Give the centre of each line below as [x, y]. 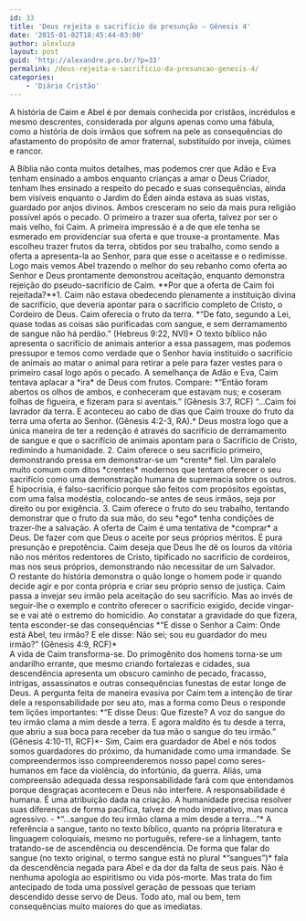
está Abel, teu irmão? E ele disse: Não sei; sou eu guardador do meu [138, 634]
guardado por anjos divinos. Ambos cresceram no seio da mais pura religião [153, 207]
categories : [32, 78]
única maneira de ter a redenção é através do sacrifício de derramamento [148, 430]
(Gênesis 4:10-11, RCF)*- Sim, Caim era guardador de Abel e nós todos [143, 741]
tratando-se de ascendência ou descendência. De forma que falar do [140, 848]
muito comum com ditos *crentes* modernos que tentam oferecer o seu [145, 469]
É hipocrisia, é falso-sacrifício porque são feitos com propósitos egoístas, [148, 489]
